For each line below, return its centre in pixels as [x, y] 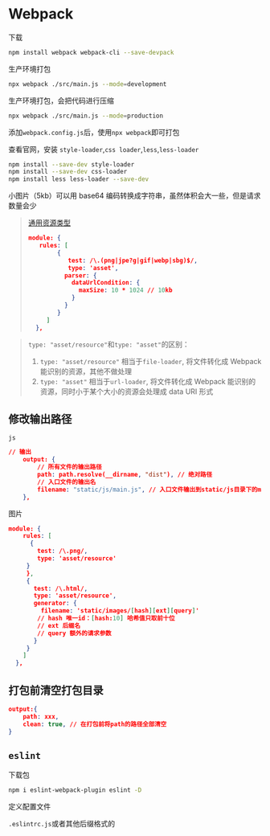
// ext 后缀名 [59, 625]
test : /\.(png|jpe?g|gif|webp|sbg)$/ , [133, 260]
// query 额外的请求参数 [74, 633]
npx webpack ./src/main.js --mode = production [86, 116]
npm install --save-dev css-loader [68, 172]
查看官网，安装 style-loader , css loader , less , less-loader [104, 149]
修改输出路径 [40, 419]
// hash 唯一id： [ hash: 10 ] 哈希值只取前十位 [106, 618]
